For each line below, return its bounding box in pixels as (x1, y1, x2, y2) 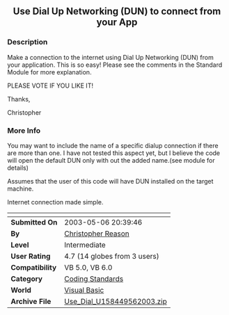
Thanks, (7, 95, 31, 103)
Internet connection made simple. (7, 197, 104, 206)
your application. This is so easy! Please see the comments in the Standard (7, 60, 223, 69)
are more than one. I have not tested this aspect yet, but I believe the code (7, 149, 221, 157)
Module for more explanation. (7, 67, 92, 76)
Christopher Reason (64, 229, 130, 239)
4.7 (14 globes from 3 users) (64, 251, 160, 261)
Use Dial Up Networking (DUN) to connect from (13, 6, 221, 17)
